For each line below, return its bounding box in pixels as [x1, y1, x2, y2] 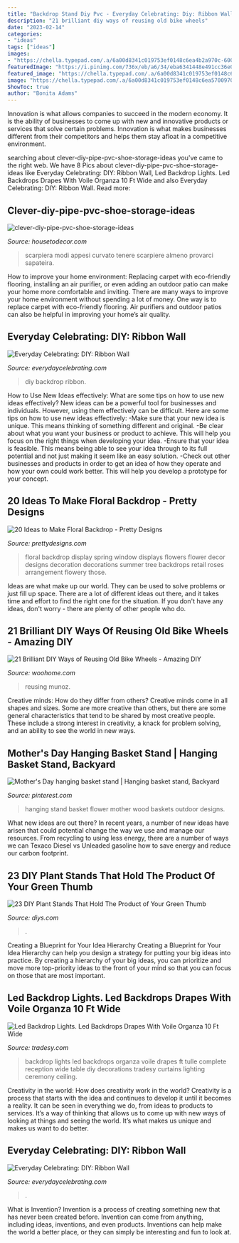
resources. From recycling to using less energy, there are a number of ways [7, 834, 229, 843]
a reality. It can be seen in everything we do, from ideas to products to [7, 1101, 213, 1110]
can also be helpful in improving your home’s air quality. [7, 310, 171, 318]
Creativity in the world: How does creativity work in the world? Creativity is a [7, 1086, 232, 1094]
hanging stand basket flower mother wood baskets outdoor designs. [24, 805, 225, 813]
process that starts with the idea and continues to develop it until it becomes [7, 1093, 232, 1102]
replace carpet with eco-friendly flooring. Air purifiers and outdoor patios [7, 302, 222, 311]
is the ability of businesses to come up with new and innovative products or [7, 117, 229, 125]
